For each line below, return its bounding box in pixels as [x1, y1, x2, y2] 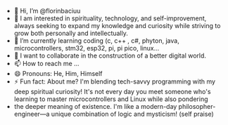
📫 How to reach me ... [13, 60, 80, 67]
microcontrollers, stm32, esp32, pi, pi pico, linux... [13, 44, 160, 52]
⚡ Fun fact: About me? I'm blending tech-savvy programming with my [13, 77, 216, 86]
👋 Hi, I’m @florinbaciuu [13, 7, 81, 15]
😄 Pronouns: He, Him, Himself [13, 70, 103, 77]
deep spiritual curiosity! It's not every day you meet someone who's [13, 88, 211, 96]
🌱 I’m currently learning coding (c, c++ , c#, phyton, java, [13, 37, 179, 45]
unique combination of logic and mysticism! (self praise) [51, 110, 214, 118]
